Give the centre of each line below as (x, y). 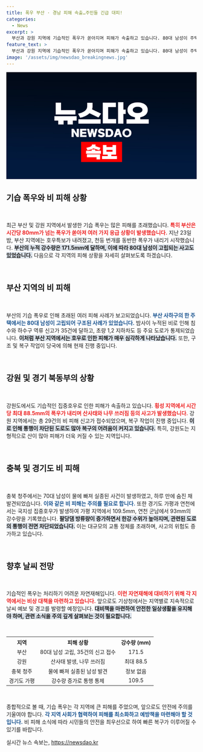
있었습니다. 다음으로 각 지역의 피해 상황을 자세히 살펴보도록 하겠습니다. (89, 255)
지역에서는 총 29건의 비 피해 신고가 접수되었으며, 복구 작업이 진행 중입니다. (100, 421)
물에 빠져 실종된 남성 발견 (78, 671)
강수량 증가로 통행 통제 (78, 681)
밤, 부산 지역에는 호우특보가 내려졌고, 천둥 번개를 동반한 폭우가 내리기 (88, 240)
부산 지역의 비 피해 (38, 288)
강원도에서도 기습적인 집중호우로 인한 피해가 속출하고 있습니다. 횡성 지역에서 (96, 406)
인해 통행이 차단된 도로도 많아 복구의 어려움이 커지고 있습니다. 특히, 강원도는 (101, 428)
